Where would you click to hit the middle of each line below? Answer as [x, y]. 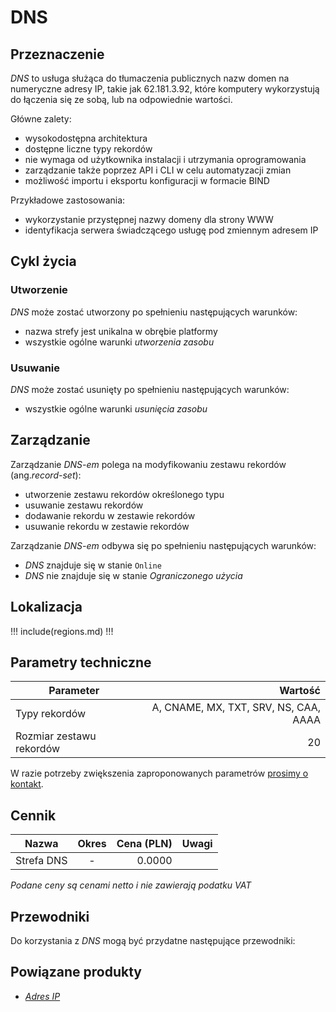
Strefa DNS [41, 861]
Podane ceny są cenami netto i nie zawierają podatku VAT [131, 885]
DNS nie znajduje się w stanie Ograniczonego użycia [133, 575]
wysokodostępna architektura [86, 138]
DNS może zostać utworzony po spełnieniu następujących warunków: [154, 312]
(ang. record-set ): [46, 475]
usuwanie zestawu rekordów [84, 505]
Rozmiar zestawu [56, 736]
